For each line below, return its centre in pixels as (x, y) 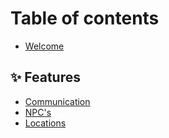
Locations (45, 123)
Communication (57, 101)
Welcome (44, 46)
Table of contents (85, 18)
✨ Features (45, 77)
